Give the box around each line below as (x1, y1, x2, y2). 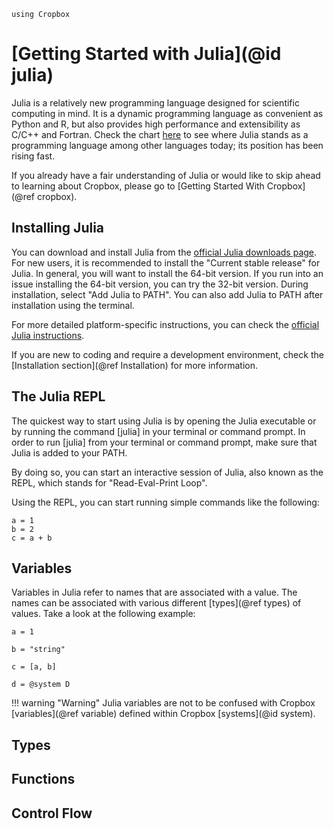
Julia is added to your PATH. (11, 446, 128, 459)
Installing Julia (11, 220, 105, 237)
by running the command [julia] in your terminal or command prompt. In (11, 425, 306, 437)
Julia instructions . (11, 329, 85, 341)
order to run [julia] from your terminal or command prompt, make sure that (11, 436, 318, 448)
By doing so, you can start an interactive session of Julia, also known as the (11, 466, 324, 478)
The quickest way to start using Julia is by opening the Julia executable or (11, 415, 317, 427)
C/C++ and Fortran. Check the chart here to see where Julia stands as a (11, 128, 309, 140)
